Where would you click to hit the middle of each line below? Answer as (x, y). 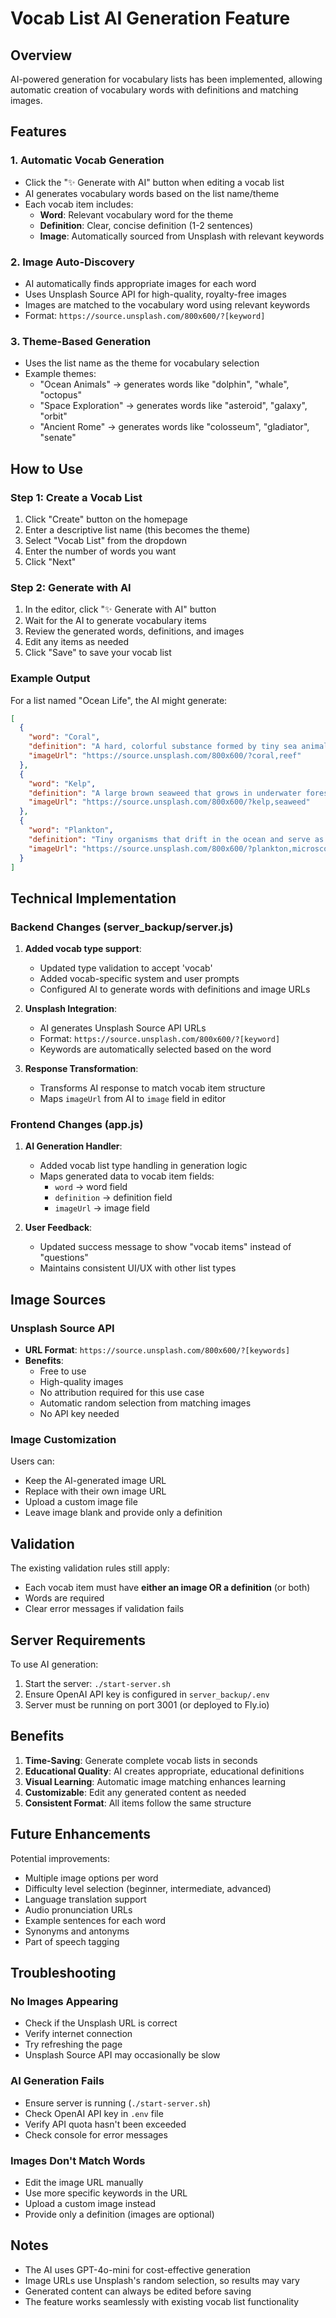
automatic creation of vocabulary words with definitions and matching (154, 90)
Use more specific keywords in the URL (106, 2193)
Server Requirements (78, 1640)
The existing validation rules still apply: (90, 1568)
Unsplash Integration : (70, 1009)
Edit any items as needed (77, 642)
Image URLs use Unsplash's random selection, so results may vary (162, 2280)
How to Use (47, 468)
